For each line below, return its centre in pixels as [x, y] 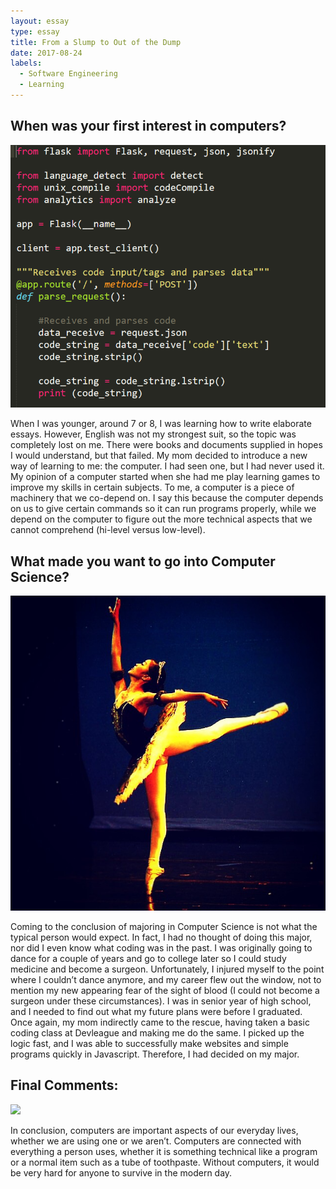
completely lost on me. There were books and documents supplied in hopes [166, 445]
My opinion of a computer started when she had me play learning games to [165, 477]
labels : [26, 63]
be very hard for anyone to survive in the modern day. [121, 1172]
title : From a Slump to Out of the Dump [96, 42]
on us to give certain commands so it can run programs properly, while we [163, 509]
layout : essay [40, 21]
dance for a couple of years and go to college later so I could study [148, 959]
